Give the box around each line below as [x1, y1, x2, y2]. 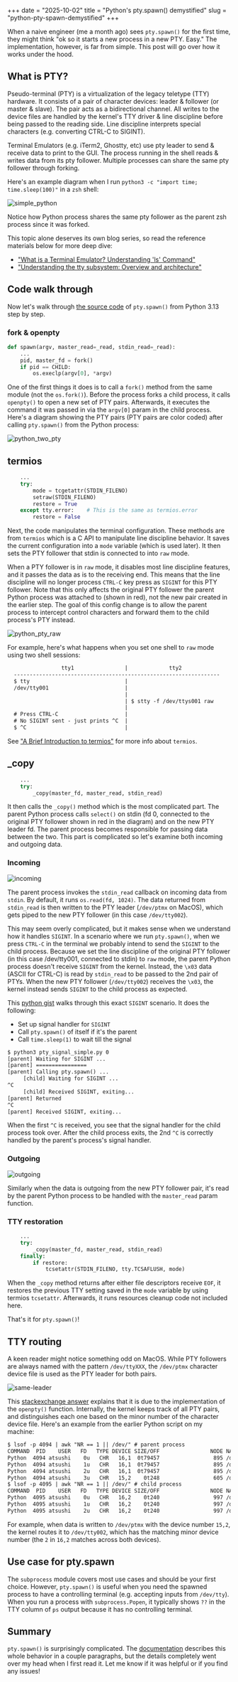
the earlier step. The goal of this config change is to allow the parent [7, 601, 208, 609]
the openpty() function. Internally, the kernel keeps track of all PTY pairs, [7, 1405, 220, 1413]
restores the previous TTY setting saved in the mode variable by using [7, 1286, 209, 1295]
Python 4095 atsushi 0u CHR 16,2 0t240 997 [7, 1494, 223, 1501]
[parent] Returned [7, 1095, 62, 1102]
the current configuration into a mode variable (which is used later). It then [7, 542, 221, 550]
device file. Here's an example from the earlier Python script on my [7, 1420, 203, 1428]
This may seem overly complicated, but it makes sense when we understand [7, 924, 231, 933]
